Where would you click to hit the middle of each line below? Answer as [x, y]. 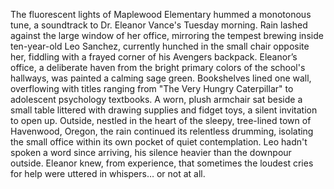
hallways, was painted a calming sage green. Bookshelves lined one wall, [161, 78]
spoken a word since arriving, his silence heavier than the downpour [151, 152]
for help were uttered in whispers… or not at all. [108, 173]
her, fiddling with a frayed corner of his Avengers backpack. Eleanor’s [154, 57]
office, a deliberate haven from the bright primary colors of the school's [158, 67]
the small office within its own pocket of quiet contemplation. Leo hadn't [159, 142]
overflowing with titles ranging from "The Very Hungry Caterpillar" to [152, 88]
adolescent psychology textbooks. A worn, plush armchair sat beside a [156, 99]
